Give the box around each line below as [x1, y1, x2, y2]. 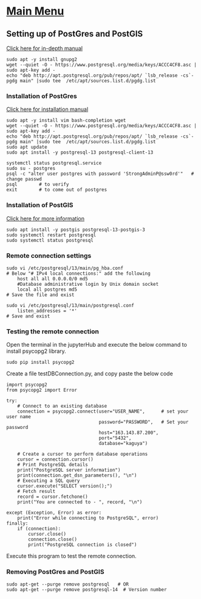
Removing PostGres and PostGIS [6, 568, 104, 576]
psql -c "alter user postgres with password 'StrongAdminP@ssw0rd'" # [6, 171, 194, 177]
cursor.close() [28, 531, 67, 537]
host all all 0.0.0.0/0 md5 [17, 275, 88, 282]
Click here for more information [6, 214, 85, 222]
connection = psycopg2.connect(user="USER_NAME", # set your [17, 408, 189, 415]
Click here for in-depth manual [6, 44, 83, 52]
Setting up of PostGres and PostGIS [6, 29, 143, 39]
